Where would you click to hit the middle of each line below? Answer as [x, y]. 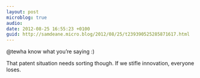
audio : [14, 23]
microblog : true [27, 18]
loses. [14, 70]
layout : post [23, 12]
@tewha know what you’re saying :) [51, 51]
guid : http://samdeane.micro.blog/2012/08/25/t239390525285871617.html [98, 34]
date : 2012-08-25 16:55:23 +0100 [48, 29]
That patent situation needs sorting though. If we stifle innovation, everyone [100, 63]
